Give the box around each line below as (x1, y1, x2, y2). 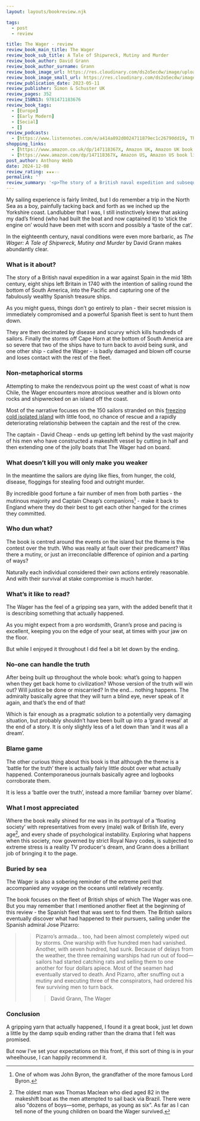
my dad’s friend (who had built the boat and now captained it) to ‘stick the (6, 215, 187, 222)
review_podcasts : (6, 130, 49, 136)
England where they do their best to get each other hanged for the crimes (6, 503, 187, 510)
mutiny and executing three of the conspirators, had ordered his (35, 977, 192, 984)
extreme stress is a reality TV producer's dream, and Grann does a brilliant (6, 843, 189, 851)
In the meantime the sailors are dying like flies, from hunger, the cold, (6, 472, 176, 479)
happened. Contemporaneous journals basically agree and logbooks (6, 771, 174, 778)
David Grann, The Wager (50, 995, 111, 1002)
